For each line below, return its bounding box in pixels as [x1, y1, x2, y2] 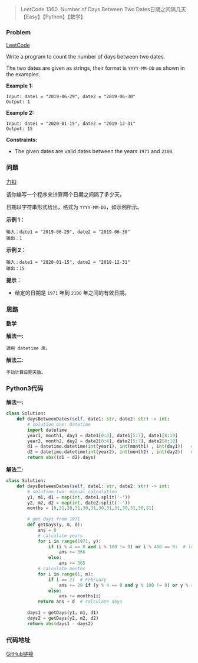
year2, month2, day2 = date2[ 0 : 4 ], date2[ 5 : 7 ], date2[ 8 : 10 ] [27, 438, 178, 444]
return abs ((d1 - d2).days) [27, 455, 96, 461]
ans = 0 [37, 527, 57, 533]
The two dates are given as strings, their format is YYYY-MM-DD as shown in [6, 64, 185, 72]
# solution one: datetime [27, 421, 91, 428]
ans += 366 [58, 549, 85, 555]
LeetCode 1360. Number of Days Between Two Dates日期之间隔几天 [20, 6, 187, 12]
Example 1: [6, 82, 34, 89]
